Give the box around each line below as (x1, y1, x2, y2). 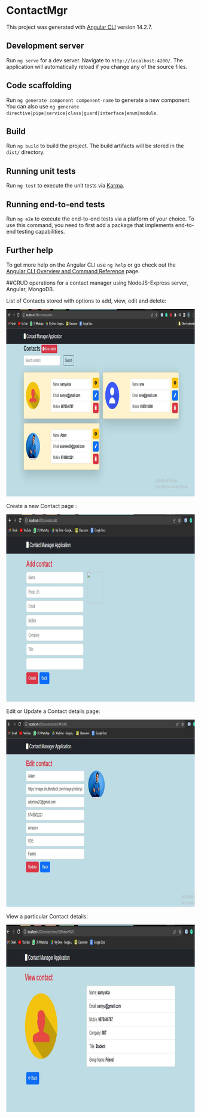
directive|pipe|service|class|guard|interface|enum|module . (6, 109, 158, 116)
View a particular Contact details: (6, 912, 89, 920)
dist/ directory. (6, 149, 45, 156)
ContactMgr (6, 4, 68, 17)
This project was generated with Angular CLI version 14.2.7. (6, 23, 153, 31)
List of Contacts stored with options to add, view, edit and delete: (6, 297, 166, 304)
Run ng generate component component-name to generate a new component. (6, 96, 191, 104)
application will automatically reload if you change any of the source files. (6, 63, 187, 70)
